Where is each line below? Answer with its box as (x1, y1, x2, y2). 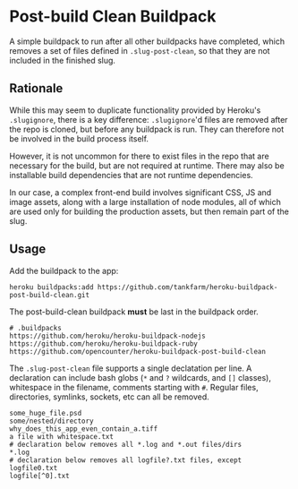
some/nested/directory (9, 416, 94, 425)
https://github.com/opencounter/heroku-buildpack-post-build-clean (9, 347, 267, 356)
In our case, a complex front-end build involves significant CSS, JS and (9, 186, 272, 198)
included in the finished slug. (9, 55, 116, 65)
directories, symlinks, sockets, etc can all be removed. (9, 391, 209, 402)
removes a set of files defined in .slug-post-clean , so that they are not (9, 45, 270, 56)
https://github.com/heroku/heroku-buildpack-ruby (9, 339, 199, 348)
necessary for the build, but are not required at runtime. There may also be (9, 159, 285, 171)
